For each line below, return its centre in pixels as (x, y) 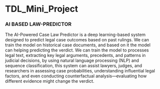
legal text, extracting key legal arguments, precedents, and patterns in (75, 55)
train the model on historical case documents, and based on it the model (78, 45)
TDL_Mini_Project (42, 9)
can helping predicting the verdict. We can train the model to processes (77, 50)
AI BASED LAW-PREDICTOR (38, 24)
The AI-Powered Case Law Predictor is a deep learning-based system (75, 35)
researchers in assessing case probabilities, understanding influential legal (80, 71)
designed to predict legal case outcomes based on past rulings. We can (77, 40)
